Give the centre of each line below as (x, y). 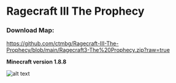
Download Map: (30, 31)
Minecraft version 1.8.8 (36, 62)
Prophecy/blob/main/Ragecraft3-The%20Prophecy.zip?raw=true (88, 50)
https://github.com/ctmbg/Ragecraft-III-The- (63, 43)
